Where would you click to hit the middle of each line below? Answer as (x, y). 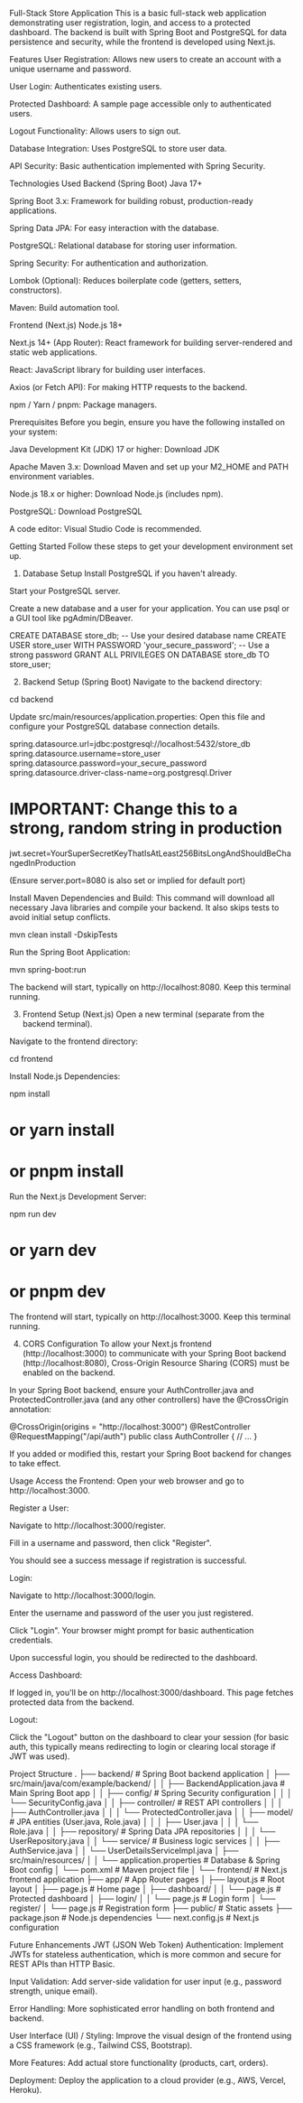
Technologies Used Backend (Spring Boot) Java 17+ (106, 183)
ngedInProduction (43, 862)
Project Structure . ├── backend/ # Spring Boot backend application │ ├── (150, 1774)
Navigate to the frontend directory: (73, 1041)
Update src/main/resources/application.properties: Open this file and (138, 717)
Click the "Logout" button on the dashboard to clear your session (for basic (149, 1737)
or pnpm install (67, 1172)
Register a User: (39, 1508)
